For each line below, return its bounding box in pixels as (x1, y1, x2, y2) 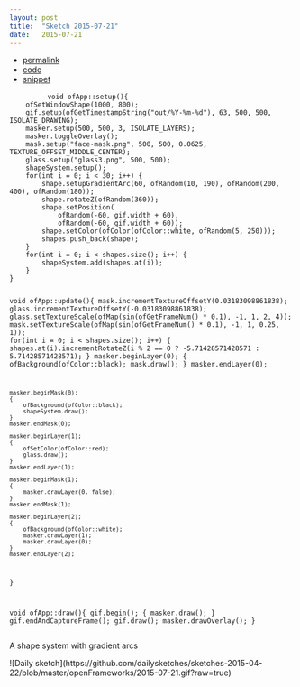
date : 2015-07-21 (9, 30, 83, 39)
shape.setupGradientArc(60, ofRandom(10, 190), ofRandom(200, (41, 180, 280, 189)
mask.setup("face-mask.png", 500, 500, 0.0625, (25, 140, 207, 149)
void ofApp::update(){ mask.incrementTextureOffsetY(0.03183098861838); (9, 297, 288, 306)
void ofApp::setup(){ (47, 92, 129, 102)
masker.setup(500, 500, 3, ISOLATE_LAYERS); (25, 124, 195, 134)
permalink (22, 55, 60, 66)
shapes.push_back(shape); (41, 235, 140, 244)
